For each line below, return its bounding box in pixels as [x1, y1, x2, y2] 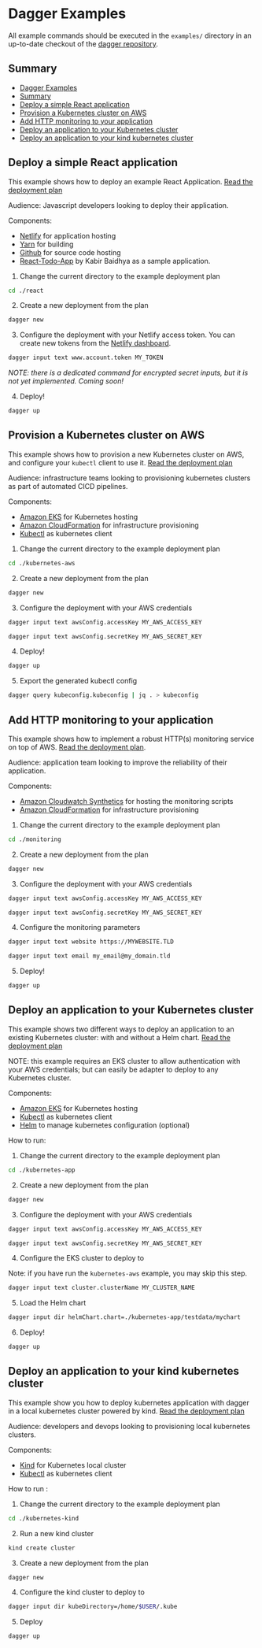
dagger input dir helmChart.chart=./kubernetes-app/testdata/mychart [8, 1313, 242, 1321]
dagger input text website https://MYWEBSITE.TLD [8, 938, 175, 946]
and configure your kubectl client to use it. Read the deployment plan [8, 457, 234, 467]
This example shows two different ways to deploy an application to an [8, 1024, 234, 1034]
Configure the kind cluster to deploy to [19, 1587, 146, 1597]
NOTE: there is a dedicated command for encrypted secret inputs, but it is [8, 368, 249, 378]
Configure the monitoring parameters [19, 923, 141, 932]
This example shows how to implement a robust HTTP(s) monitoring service [8, 734, 255, 743]
